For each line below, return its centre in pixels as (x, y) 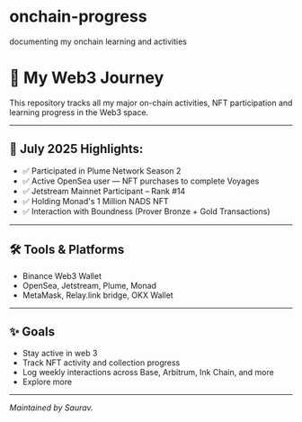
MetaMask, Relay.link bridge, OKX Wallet (98, 295)
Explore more (47, 382)
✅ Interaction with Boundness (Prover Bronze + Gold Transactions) (147, 211)
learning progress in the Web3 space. (79, 112)
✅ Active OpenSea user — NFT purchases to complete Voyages (141, 181)
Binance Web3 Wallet (62, 275)
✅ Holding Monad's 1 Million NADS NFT (95, 201)
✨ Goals (32, 332)
